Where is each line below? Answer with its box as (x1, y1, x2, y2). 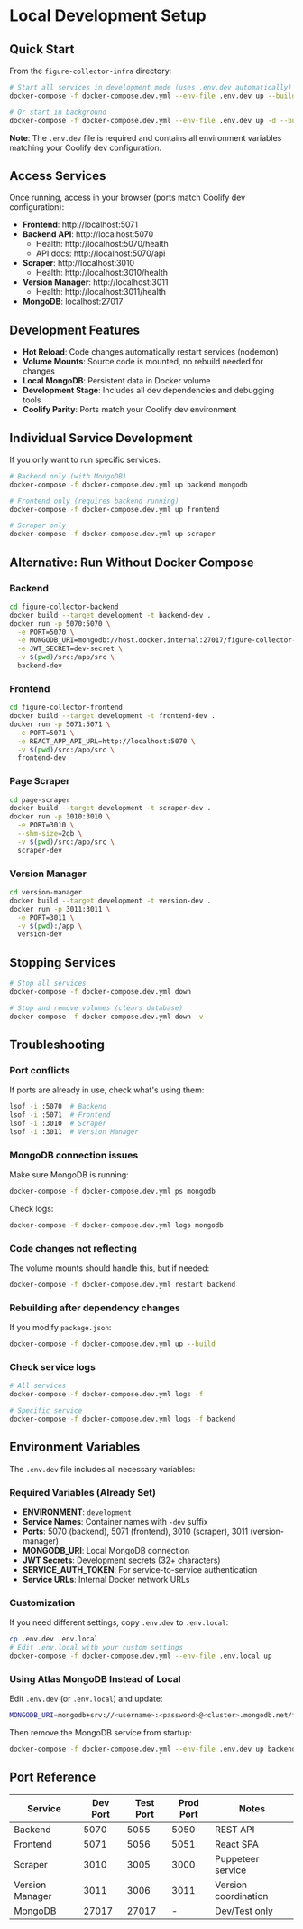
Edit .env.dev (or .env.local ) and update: (9, 1693, 163, 1705)
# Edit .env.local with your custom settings (9, 1643, 183, 1652)
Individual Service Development (9, 430, 193, 446)
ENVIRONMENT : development (22, 1507, 133, 1518)
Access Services (9, 168, 106, 184)
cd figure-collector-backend (9, 602, 119, 611)
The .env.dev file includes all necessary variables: (9, 1463, 196, 1474)
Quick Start (9, 42, 75, 57)
